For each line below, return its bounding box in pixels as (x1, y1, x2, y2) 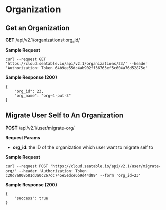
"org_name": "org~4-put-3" (14, 93, 71, 98)
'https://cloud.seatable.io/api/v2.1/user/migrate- (50, 163, 161, 169)
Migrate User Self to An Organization (5, 111, 124, 120)
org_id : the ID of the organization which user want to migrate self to (12, 144, 154, 150)
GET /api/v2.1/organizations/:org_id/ (5, 37, 80, 43)
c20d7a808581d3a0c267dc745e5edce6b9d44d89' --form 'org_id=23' (5, 173, 141, 178)
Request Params (5, 134, 40, 140)
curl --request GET (5, 57, 46, 62)
